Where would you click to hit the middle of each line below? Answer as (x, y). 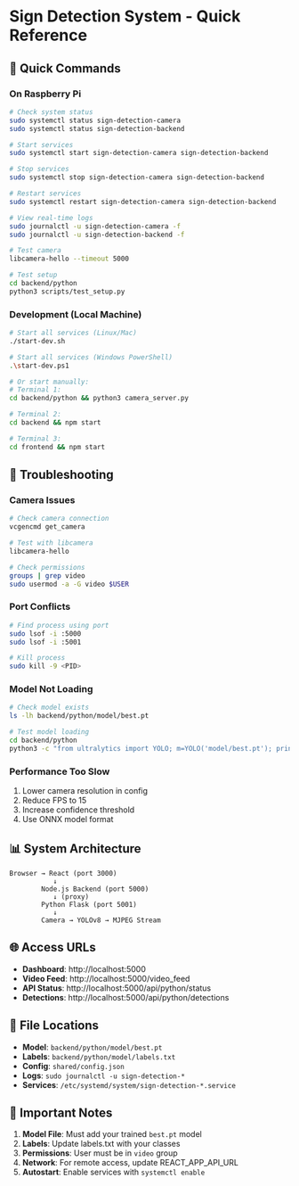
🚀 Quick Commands (65, 68)
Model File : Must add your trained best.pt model (112, 1134)
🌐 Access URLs (53, 947)
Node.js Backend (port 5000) (95, 889)
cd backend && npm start (55, 423)
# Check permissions (48, 567)
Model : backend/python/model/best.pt (92, 1047)
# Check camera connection (59, 519)
